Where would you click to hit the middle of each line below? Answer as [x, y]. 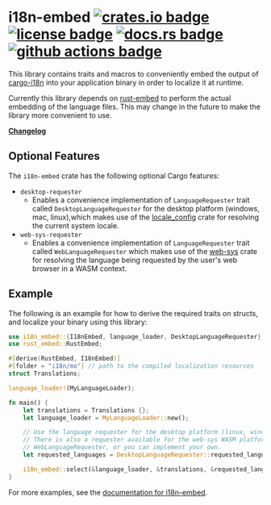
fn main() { [28, 403]
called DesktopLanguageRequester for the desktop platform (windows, [146, 208]
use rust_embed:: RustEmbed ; [56, 344]
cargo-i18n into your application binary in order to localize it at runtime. [126, 82]
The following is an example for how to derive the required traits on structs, [133, 313]
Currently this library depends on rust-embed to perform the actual [120, 98]
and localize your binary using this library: [78, 322]
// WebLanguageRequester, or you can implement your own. [122, 448]
